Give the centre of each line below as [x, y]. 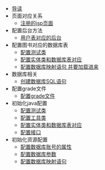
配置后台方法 [27, 30]
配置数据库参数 [38, 154]
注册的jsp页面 [37, 23]
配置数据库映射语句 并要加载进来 [60, 67]
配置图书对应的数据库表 [40, 45]
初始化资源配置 [29, 139]
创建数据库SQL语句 [43, 81]
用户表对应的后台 [41, 38]
